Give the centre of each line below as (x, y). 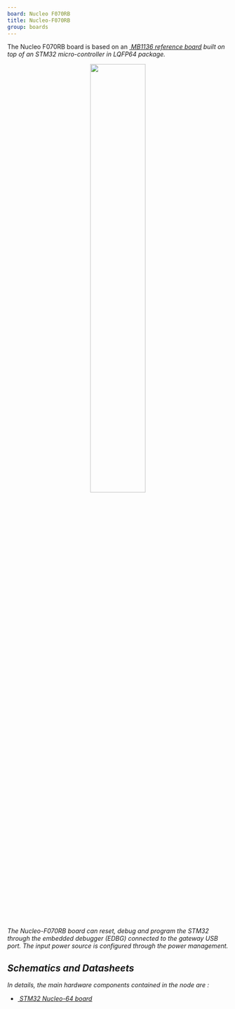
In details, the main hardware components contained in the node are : (108, 985)
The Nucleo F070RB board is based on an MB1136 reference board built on (116, 47)
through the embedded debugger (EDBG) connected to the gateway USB (113, 939)
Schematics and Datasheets (71, 968)
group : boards (28, 27)
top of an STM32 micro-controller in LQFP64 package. (87, 54)
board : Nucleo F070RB (39, 14)
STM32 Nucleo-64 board (56, 998)
